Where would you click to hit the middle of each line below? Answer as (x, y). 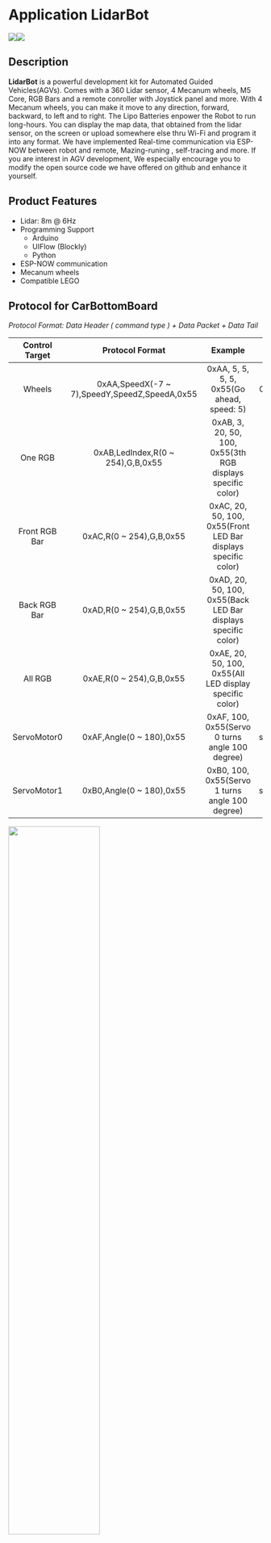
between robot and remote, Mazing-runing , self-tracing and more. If (142, 150)
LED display (228, 684)
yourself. (23, 176)
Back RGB (38, 605)
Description (38, 62)
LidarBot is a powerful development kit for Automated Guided (111, 82)
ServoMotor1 (38, 791)
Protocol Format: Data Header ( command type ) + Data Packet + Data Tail (133, 325)
